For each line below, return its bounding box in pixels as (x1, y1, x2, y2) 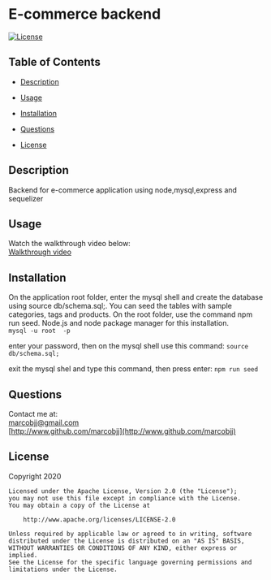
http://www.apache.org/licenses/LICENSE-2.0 (23, 515, 176, 524)
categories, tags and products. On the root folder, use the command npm (8, 309, 253, 319)
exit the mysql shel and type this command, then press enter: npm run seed (8, 364, 258, 374)
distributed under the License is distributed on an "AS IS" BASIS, (8, 537, 245, 545)
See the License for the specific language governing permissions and (8, 558, 252, 566)
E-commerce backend (8, 5, 161, 24)
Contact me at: (8, 409, 58, 418)
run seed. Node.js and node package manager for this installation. (8, 318, 230, 328)
